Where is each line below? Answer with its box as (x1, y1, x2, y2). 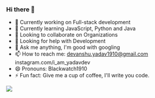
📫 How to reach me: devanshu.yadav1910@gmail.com (14, 50, 148, 58)
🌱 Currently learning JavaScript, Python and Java (14, 25, 136, 32)
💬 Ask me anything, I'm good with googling (14, 44, 121, 51)
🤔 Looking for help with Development (14, 38, 106, 45)
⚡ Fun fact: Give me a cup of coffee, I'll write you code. (14, 72, 150, 79)
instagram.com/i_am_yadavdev (14, 59, 91, 66)
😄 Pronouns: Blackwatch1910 (14, 65, 87, 73)
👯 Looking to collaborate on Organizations (14, 31, 118, 38)
